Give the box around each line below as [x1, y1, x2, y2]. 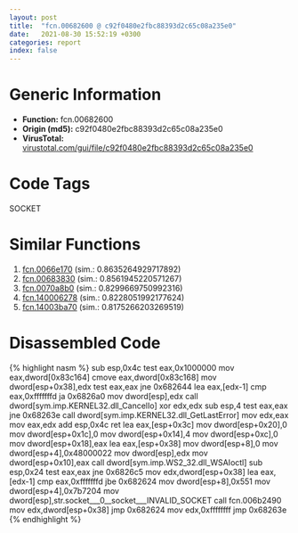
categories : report [9, 37, 82, 47]
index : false [9, 46, 58, 55]
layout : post [9, 12, 58, 22]
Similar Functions [9, 234, 141, 255]
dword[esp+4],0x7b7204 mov [9, 485, 120, 496]
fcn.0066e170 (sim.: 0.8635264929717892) [21, 264, 181, 275]
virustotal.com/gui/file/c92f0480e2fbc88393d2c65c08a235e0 [21, 143, 254, 153]
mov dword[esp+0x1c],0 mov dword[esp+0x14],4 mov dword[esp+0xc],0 [9, 429, 278, 439]
